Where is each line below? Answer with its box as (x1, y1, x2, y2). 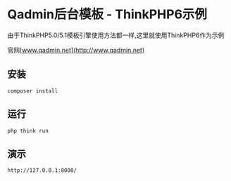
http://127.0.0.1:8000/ (7, 167, 77, 174)
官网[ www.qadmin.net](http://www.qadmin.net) (7, 46, 145, 54)
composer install (7, 87, 58, 95)
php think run (7, 127, 49, 134)
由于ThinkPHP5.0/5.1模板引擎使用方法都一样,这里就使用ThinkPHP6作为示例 (7, 31, 225, 39)
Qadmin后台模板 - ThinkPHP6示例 (7, 6, 208, 22)
